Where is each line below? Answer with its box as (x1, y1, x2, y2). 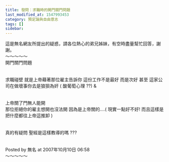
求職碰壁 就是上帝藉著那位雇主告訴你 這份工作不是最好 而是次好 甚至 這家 (5, 77, 158, 83)
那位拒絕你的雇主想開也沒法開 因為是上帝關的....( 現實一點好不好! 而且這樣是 (5, 106, 164, 113)
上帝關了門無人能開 (5, 100, 46, 106)
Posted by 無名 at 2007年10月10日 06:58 (5, 147, 90, 153)
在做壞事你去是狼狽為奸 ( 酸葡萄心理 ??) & (9, 83, 97, 89)
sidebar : (5, 26, 24, 31)
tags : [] (5, 21, 24, 27)
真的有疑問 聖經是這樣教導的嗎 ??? (5, 130, 77, 136)
